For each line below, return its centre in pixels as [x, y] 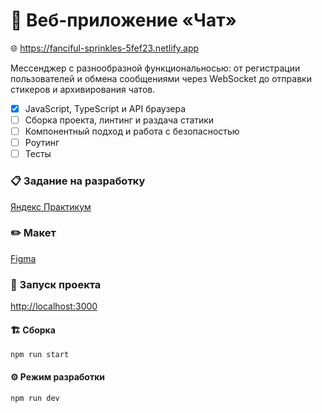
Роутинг [42, 143]
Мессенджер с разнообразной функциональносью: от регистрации [155, 68]
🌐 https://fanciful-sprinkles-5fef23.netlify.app [105, 48]
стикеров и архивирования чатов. [83, 89]
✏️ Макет [33, 233]
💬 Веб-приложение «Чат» [123, 20]
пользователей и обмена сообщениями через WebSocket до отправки [161, 78]
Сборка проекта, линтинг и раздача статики [119, 120]
